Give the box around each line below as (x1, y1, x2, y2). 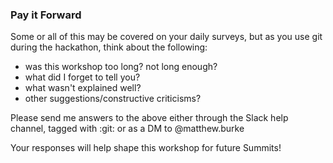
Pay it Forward (10, 8, 82, 22)
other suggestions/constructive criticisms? (24, 93, 202, 105)
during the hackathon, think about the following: (10, 41, 208, 53)
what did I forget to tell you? (24, 71, 141, 83)
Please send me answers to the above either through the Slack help (10, 112, 289, 124)
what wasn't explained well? (24, 82, 142, 94)
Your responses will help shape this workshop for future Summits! (10, 142, 282, 154)
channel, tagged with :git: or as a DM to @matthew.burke (10, 123, 245, 135)
